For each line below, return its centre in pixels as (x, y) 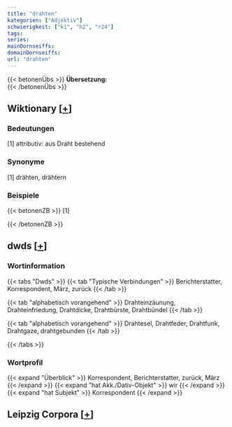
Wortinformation (36, 266)
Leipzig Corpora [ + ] (51, 415)
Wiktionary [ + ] (39, 109)
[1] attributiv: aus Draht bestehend (56, 143)
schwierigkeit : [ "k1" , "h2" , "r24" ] (60, 27)
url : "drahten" (29, 59)
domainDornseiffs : (34, 53)
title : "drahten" (32, 14)
